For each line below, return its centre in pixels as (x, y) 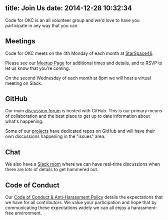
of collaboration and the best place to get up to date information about (77, 116)
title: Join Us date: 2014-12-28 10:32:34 (69, 8)
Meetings (20, 41)
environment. (28, 213)
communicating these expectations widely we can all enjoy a (68, 208)
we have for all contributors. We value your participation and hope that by (81, 203)
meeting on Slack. (24, 83)
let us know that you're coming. (37, 68)
